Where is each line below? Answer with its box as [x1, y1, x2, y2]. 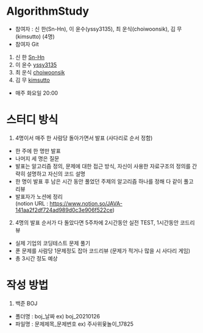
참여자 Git [15, 40, 39, 48]
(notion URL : [15, 199, 49, 207]
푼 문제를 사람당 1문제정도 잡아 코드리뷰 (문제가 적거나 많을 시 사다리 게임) [15, 247, 191, 254]
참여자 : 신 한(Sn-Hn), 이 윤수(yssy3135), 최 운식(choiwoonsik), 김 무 [15, 25, 182, 32]
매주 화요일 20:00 [15, 89, 59, 96]
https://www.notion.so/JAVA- [49, 199, 123, 207]
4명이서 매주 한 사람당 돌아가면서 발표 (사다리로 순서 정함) [15, 134, 153, 141]
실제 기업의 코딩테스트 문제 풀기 [15, 239, 90, 246]
